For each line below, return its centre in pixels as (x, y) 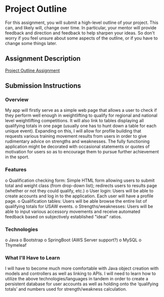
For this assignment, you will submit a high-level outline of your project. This (82, 22)
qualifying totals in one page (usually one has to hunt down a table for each (81, 126)
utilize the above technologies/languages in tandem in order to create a (77, 279)
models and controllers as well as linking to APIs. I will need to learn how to (81, 274)
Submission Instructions (43, 86)
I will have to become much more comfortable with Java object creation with (82, 268)
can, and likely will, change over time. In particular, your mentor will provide (81, 27)
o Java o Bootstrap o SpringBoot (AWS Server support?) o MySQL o (73, 240)
